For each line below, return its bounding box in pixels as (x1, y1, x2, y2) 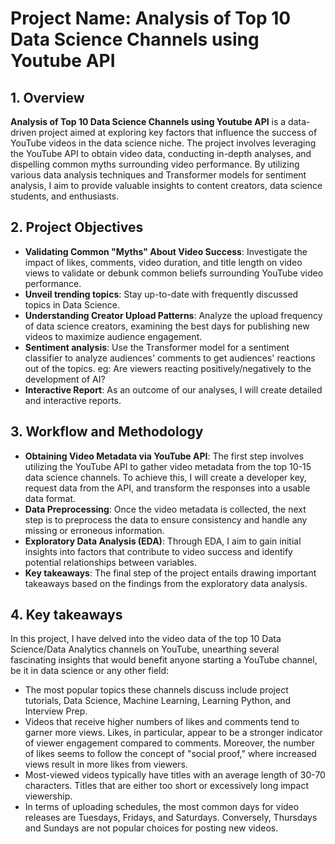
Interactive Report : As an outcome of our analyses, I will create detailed (24, 383, 323, 396)
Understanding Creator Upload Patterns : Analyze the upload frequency (24, 309, 323, 321)
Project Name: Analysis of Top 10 (10, 7, 292, 30)
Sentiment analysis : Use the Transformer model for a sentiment (24, 341, 290, 353)
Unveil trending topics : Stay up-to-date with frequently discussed (24, 288, 299, 300)
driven (10, 127, 37, 138)
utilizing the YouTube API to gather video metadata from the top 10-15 (24, 460, 312, 472)
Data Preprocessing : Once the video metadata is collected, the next (24, 503, 307, 515)
